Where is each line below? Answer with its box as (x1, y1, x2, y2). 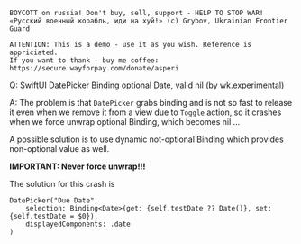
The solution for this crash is (9, 179, 115, 189)
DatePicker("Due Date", (9, 196, 99, 205)
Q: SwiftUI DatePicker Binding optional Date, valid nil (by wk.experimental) (9, 80, 285, 90)
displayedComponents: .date (25, 220, 131, 229)
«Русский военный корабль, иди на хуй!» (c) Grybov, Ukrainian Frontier (9, 16, 288, 25)
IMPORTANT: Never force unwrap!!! (9, 161, 146, 172)
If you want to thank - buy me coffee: (9, 56, 160, 65)
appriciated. (9, 48, 59, 57)
